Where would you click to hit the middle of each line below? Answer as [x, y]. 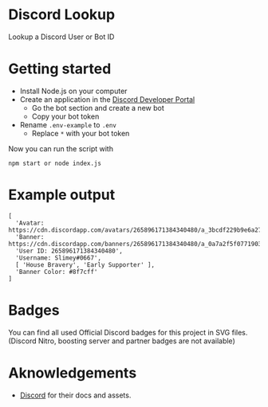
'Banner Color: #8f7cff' [57, 272]
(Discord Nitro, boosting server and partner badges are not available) [122, 341]
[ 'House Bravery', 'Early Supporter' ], [85, 264]
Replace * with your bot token [81, 133]
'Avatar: [30, 223]
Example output [62, 195]
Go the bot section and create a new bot [98, 108]
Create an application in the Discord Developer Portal [107, 99]
